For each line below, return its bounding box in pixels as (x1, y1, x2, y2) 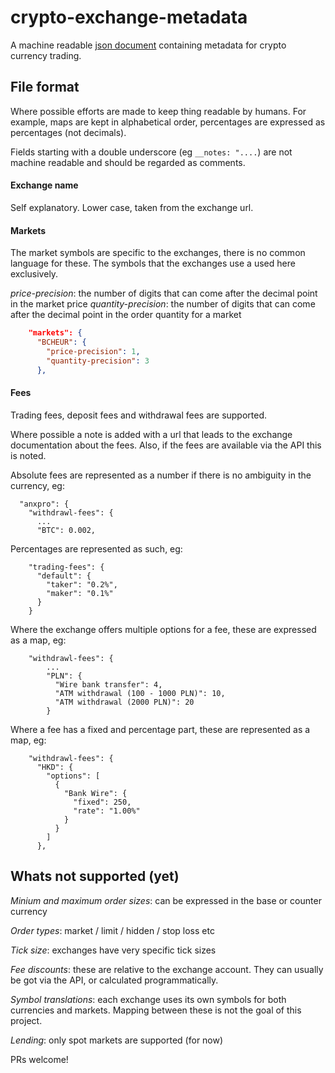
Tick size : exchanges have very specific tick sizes (10, 944, 217, 956)
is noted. (10, 449, 47, 461)
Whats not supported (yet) (10, 868, 180, 885)
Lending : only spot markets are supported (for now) (10, 1034, 224, 1046)
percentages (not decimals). (10, 126, 127, 138)
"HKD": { (36, 762, 74, 772)
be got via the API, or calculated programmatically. (10, 974, 219, 986)
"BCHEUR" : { (36, 337, 87, 348)
